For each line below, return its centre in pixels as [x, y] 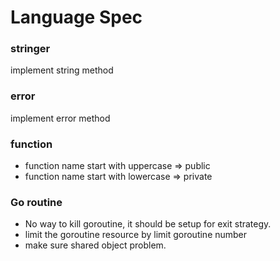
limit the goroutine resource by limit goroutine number [136, 235]
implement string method [62, 70]
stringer [30, 49]
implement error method [60, 118]
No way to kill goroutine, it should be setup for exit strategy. [148, 224]
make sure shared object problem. [95, 245]
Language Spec [76, 17]
